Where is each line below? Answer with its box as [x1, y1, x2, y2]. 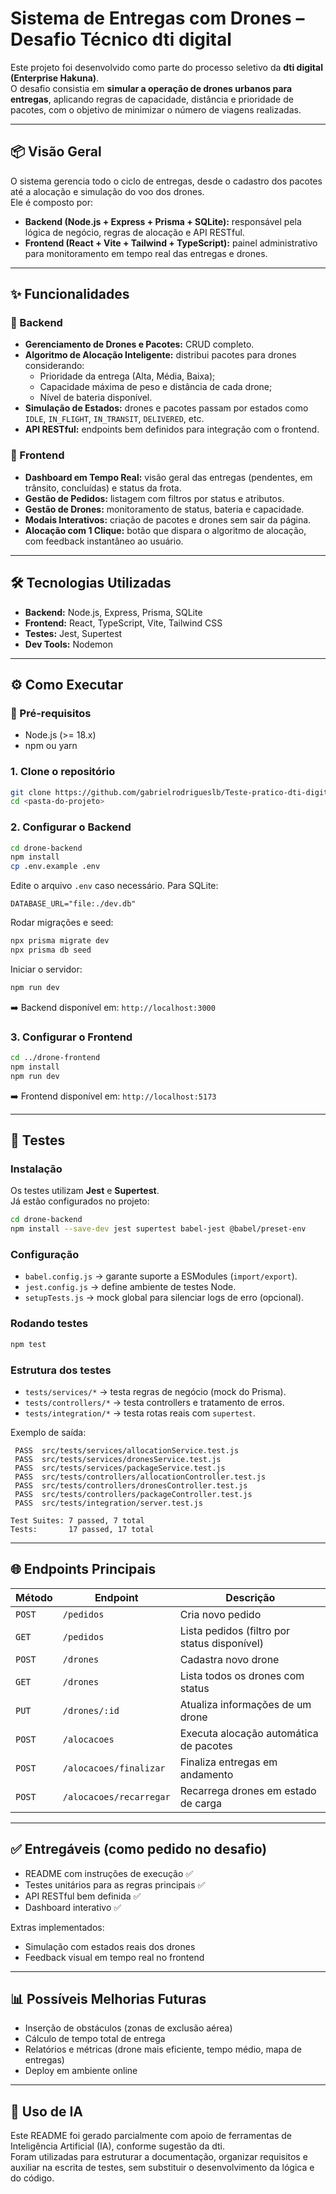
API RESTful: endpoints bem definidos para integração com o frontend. [24, 423, 320, 436]
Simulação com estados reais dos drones [24, 1940, 196, 1952]
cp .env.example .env [10, 862, 101, 872]
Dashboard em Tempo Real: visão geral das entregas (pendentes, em [24, 471, 313, 483]
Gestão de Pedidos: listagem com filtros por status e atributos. [24, 492, 285, 504]
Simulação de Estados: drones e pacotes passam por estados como [24, 402, 309, 414]
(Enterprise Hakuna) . [10, 72, 100, 84]
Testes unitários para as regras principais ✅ [24, 1878, 206, 1891]
